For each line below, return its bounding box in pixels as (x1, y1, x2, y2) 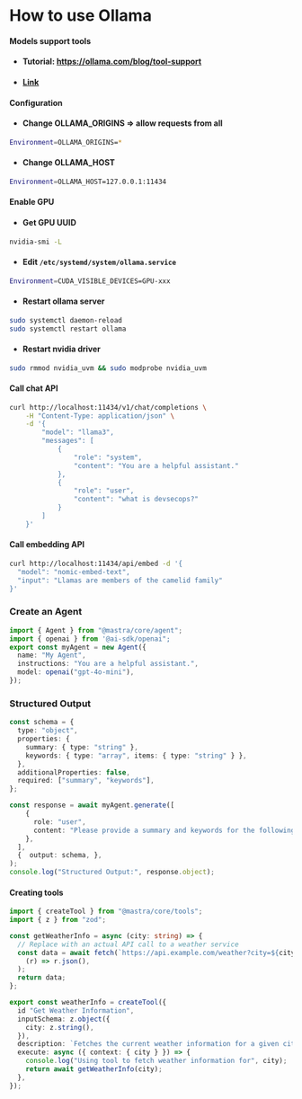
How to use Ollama (9, 5, 153, 26)
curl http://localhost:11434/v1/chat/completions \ (9, 403, 207, 412)
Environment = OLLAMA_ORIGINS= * (9, 137, 123, 146)
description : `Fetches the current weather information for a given (17, 1040, 280, 1049)
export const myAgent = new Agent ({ (9, 643, 147, 651)
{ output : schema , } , (17, 851, 102, 860)
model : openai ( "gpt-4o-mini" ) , (17, 668, 135, 677)
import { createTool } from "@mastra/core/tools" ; (9, 907, 203, 917)
